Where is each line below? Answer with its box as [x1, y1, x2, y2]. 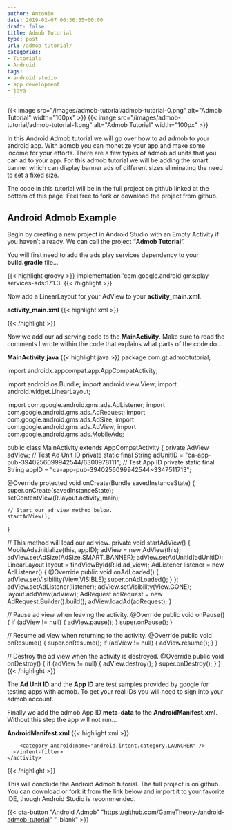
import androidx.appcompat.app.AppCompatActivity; [7, 366, 158, 375]
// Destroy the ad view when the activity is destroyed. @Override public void [7, 652, 224, 660]
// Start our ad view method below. [7, 507, 113, 513]
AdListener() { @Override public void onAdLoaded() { [7, 567, 159, 576]
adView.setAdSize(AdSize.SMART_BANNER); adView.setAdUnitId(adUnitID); [7, 553, 224, 561]
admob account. [7, 695, 54, 703]
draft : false [7, 23, 45, 30]
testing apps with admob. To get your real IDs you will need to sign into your [7, 687, 224, 695]
